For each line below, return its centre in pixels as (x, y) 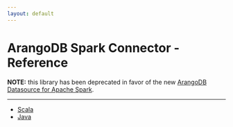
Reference (37, 62)
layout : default (31, 14)
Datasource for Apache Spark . (51, 89)
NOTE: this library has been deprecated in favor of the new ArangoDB (107, 82)
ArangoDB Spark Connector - (94, 48)
